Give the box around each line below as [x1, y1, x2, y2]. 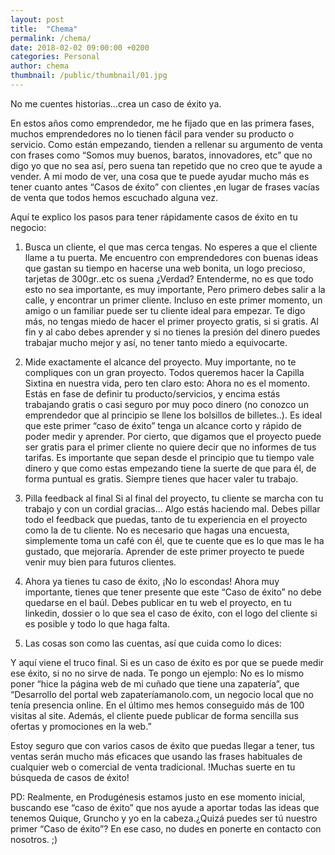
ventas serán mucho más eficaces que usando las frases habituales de [10, 750, 303, 762]
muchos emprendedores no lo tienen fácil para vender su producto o [10, 127, 295, 140]
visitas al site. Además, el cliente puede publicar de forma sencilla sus [10, 709, 299, 721]
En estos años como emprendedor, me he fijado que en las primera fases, [10, 117, 315, 129]
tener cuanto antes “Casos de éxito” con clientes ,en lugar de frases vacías [10, 181, 320, 193]
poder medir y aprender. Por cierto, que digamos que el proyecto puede [24, 430, 322, 442]
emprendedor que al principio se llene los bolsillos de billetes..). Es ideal [24, 409, 323, 421]
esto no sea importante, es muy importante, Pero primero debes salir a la [24, 283, 326, 295]
